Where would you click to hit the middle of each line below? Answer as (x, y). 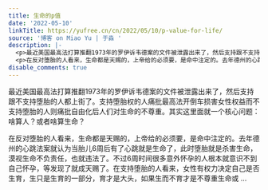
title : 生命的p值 (35, 16)
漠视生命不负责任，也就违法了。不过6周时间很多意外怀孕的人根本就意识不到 (133, 158)
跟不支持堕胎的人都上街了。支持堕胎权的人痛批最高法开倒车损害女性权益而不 (134, 101)
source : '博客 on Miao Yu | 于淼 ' (65, 38)
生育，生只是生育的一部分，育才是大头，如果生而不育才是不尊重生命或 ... (128, 178)
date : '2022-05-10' (41, 23)
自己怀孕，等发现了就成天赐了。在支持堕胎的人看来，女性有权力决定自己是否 (134, 168)
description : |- (35, 46)
